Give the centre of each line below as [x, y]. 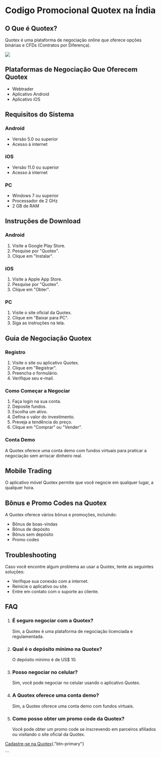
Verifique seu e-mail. [33, 378]
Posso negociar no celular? [45, 672]
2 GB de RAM [26, 206]
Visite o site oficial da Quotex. [42, 313]
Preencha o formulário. [35, 373]
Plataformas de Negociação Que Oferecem [71, 70]
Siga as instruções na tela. [38, 323]
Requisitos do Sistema [40, 114]
